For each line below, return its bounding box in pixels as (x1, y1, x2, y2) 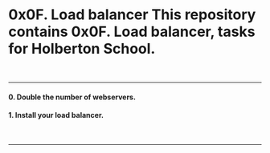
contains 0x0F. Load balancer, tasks (8, 22, 256, 41)
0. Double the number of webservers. (8, 92, 137, 102)
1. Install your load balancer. (8, 111, 104, 120)
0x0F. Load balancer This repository (8, 6, 256, 24)
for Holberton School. (8, 40, 156, 58)
